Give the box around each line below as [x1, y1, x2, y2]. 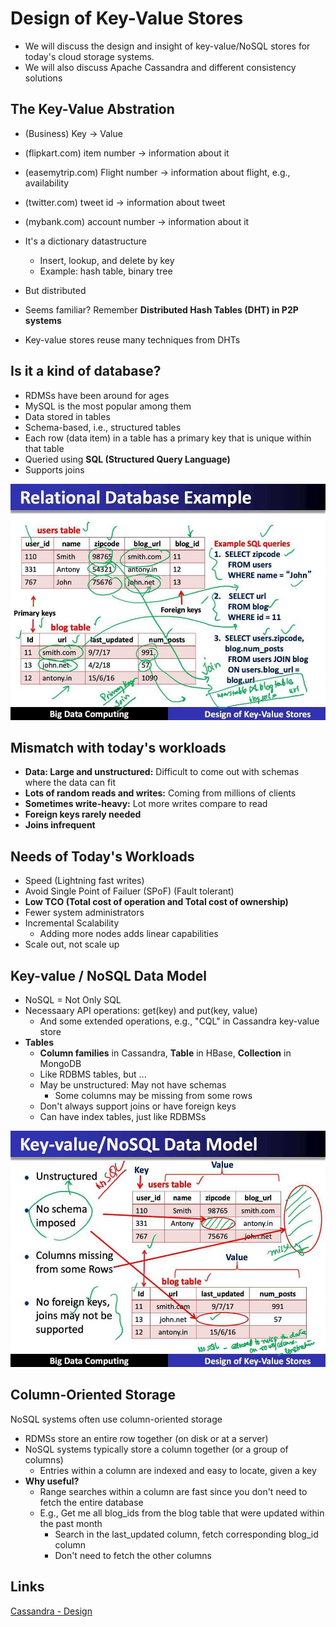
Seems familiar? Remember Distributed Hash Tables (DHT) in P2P [24, 303, 299, 316]
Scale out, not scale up [24, 938, 120, 951]
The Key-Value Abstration [10, 101, 175, 118]
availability [24, 177, 70, 189]
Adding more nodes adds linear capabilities [39, 928, 219, 940]
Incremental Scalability [24, 917, 120, 929]
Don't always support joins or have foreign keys [39, 1100, 237, 1112]
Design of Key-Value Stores [10, 7, 244, 30]
